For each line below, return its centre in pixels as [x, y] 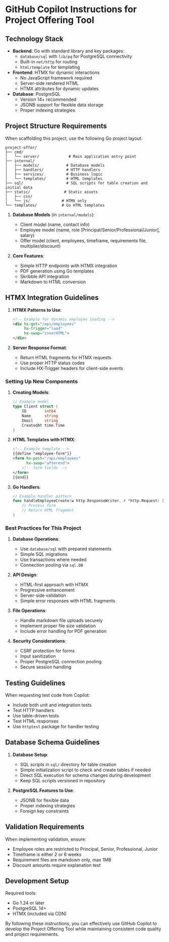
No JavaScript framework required [56, 78]
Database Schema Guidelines [52, 743]
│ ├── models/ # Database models [55, 165]
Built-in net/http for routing [49, 62]
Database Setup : [31, 755]
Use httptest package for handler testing [56, 727]
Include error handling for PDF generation [63, 631]
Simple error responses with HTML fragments [68, 601]
